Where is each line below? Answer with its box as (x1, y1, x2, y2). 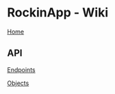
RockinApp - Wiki (7, 5, 108, 21)
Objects (7, 79, 29, 87)
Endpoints (7, 65, 36, 73)
